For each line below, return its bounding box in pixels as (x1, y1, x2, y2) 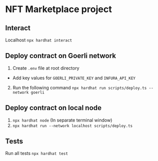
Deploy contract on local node (5, 103, 102, 112)
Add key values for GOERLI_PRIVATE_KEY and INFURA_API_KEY (12, 75, 136, 81)
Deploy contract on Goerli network (5, 51, 116, 60)
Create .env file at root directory (12, 65, 80, 71)
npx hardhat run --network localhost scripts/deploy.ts (12, 123, 133, 128)
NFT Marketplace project (5, 4, 112, 15)
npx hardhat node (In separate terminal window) (12, 117, 113, 123)
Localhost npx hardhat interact (5, 37, 72, 43)
